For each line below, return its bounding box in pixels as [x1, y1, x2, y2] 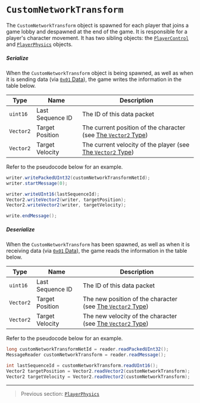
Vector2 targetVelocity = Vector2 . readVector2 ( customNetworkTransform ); [6, 374, 190, 380]
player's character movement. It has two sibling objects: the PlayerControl [6, 34, 189, 41]
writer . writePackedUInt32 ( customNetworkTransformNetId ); [6, 175, 151, 181]
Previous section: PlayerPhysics [20, 390, 100, 397]
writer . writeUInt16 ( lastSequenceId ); [6, 191, 100, 197]
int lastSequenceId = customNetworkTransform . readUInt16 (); [6, 362, 159, 368]
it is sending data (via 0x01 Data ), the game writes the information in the [6, 76, 182, 83]
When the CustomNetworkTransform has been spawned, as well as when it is [6, 241, 190, 248]
